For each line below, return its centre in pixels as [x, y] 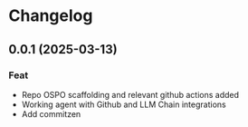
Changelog [51, 16]
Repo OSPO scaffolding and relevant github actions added [130, 94]
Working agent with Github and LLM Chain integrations [124, 104]
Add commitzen [51, 113]
